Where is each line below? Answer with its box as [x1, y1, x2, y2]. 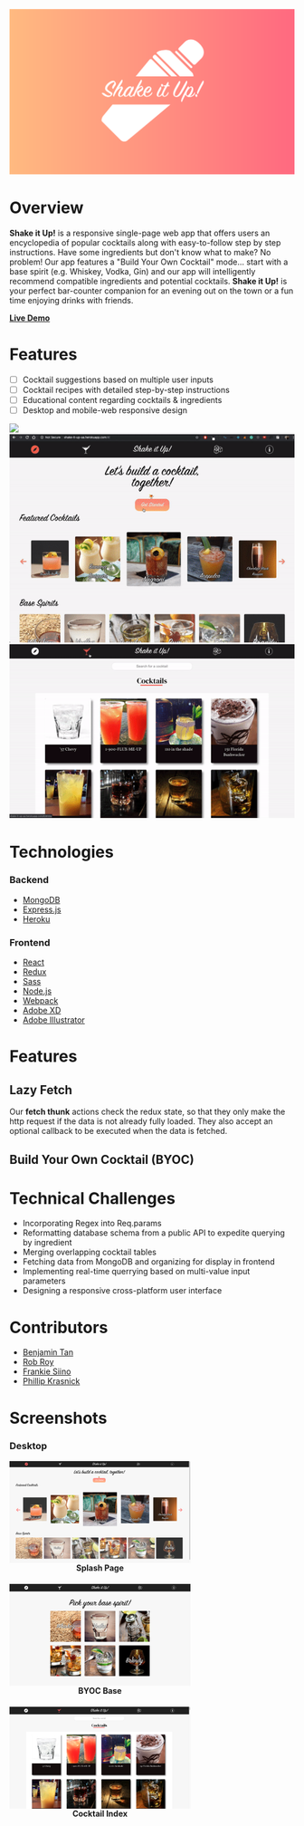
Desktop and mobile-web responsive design [22, 404, 188, 416]
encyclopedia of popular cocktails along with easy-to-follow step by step [9, 236, 281, 248]
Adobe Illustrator [22, 1014, 86, 1025]
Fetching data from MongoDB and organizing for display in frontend [22, 1256, 275, 1267]
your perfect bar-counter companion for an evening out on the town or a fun [9, 285, 294, 296]
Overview [9, 197, 84, 218]
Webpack [22, 995, 59, 1006]
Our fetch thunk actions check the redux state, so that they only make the [9, 1106, 286, 1118]
